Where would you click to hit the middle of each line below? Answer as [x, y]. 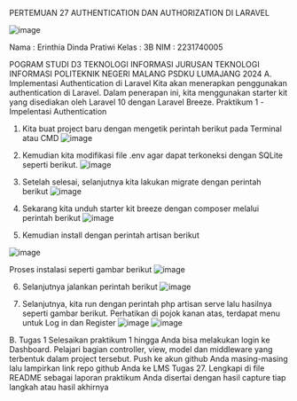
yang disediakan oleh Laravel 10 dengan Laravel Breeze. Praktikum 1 [134, 102]
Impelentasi [30, 111]
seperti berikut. [50, 165]
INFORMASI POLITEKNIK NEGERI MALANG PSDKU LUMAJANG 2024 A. [141, 74]
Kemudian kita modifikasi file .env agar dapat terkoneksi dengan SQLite [152, 155]
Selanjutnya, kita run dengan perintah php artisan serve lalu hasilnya [147, 304]
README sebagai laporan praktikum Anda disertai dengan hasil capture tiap [148, 377]
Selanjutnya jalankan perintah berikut [90, 287]
